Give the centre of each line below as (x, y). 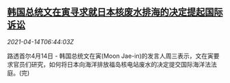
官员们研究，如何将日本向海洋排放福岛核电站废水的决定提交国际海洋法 (112, 64)
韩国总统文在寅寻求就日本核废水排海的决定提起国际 (115, 12)
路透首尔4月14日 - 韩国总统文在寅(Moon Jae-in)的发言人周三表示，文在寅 (111, 56)
